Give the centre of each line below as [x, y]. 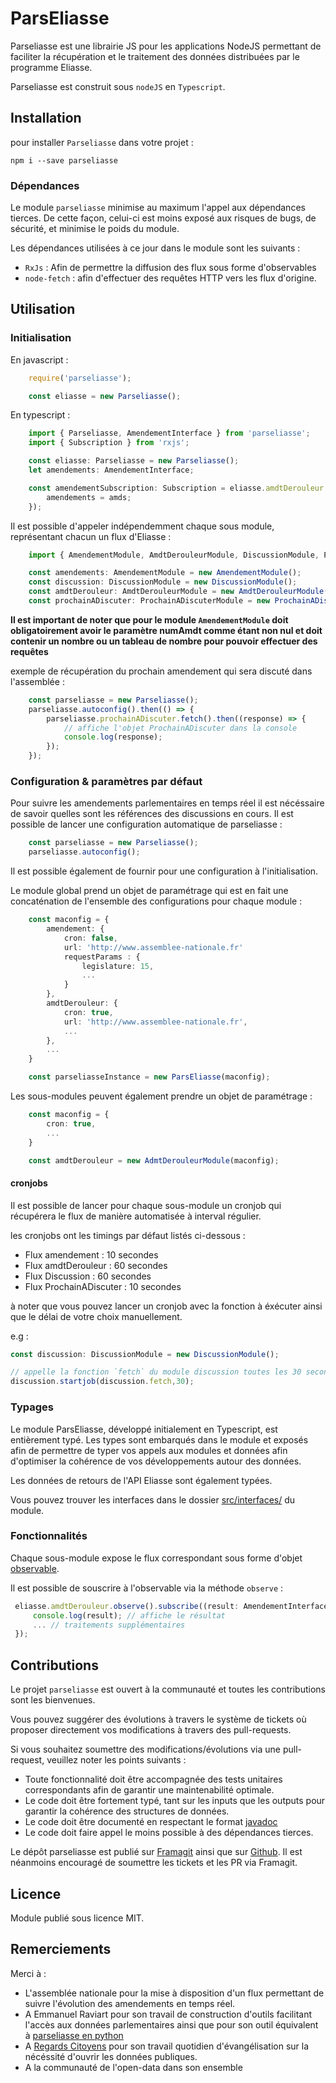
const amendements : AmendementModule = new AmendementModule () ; [165, 573]
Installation [46, 118]
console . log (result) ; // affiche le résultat [129, 1615]
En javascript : [39, 359]
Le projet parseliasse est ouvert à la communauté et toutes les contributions [168, 1689]
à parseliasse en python [74, 2035]
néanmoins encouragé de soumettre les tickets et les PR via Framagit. [154, 1863]
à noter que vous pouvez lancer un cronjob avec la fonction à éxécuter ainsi [166, 1306]
